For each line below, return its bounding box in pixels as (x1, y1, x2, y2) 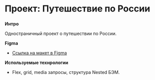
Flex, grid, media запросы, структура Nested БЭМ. (12, 69, 120, 75)
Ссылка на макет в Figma (12, 50, 67, 56)
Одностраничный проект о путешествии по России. (5, 30, 117, 36)
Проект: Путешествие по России (5, 3, 150, 14)
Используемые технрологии (5, 59, 69, 65)
